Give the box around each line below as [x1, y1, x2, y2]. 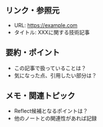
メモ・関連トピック [5, 91, 75, 101]
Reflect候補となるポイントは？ [14, 108, 88, 115]
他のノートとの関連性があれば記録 [14, 115, 97, 122]
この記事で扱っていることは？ [14, 64, 87, 71]
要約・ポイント [5, 48, 60, 58]
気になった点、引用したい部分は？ [14, 71, 97, 79]
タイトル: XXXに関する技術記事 [14, 28, 90, 35]
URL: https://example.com [14, 21, 78, 28]
